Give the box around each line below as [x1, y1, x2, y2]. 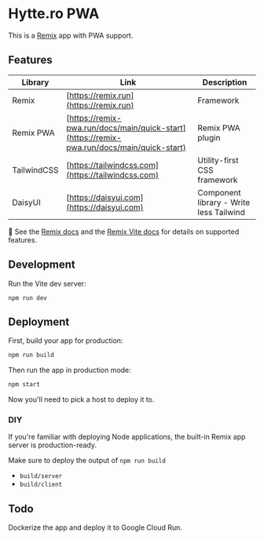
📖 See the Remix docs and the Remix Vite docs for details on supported [8, 227, 240, 236]
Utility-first [197, 155, 239, 166]
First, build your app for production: [8, 336, 123, 345]
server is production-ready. [8, 440, 97, 450]
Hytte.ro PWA [8, 5, 100, 23]
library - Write [197, 197, 251, 208]
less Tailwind [197, 206, 246, 217]
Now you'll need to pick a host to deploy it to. [8, 395, 155, 404]
